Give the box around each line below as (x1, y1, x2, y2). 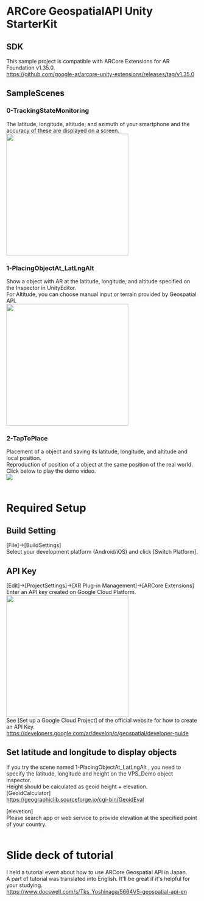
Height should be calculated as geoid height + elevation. (6, 783, 148, 790)
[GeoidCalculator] (6, 789, 51, 796)
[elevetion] (6, 807, 33, 814)
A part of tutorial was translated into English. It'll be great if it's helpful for (6, 875, 190, 882)
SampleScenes (6, 88, 65, 99)
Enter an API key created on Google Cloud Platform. (6, 588, 136, 596)
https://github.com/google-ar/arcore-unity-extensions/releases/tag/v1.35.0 (6, 71, 195, 77)
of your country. (6, 821, 47, 828)
